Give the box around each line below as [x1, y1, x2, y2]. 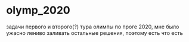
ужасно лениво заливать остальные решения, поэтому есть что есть [6, 29, 183, 36]
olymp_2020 [6, 4, 70, 17]
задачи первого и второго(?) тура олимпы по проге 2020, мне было [6, 23, 179, 30]
